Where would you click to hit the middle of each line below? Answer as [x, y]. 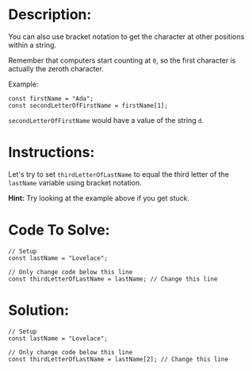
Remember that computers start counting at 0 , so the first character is [122, 60]
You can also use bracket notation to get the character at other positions [126, 36]
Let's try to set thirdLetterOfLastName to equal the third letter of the [119, 174]
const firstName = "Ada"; [51, 98]
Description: [50, 15]
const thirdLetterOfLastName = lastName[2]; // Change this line [118, 359]
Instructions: [52, 153]
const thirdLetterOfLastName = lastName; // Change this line [113, 279]
